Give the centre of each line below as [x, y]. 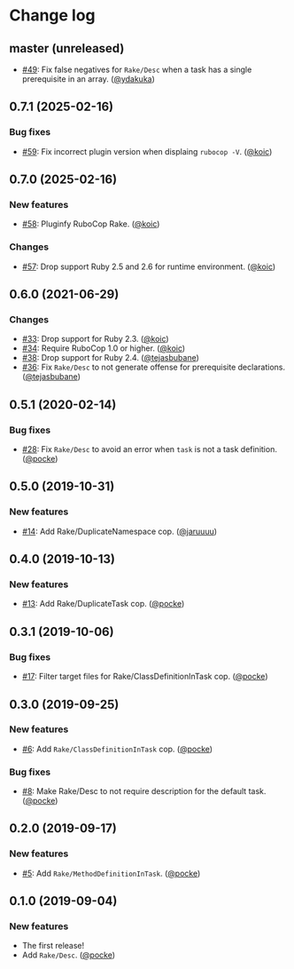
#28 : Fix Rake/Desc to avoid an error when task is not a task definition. [149, 449]
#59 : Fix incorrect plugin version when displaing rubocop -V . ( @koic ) [147, 151]
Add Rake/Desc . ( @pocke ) [69, 955]
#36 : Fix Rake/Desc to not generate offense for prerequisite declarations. [154, 367]
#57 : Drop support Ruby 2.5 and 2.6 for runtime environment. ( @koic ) [149, 266]
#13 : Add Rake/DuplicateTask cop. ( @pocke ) [103, 604]
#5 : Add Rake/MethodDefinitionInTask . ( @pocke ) [111, 873]
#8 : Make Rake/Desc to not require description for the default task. [144, 791]
